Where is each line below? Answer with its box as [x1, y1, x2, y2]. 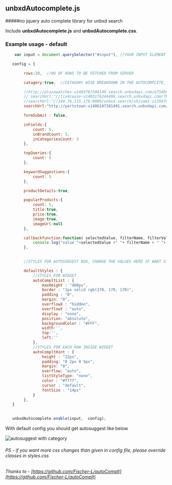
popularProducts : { [24, 197, 63, 202]
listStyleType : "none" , [41, 374, 93, 379]
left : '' [41, 335, 58, 341]
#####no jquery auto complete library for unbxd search [5, 17, 123, 24]
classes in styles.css [5, 452, 49, 459]
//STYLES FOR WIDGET [32, 273, 77, 278]
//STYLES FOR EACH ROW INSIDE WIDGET [32, 344, 114, 350]
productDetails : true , [24, 188, 70, 193]
